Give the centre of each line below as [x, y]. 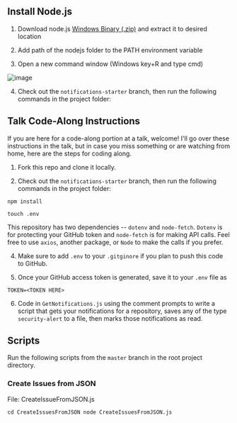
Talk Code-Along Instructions [74, 121]
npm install [25, 202]
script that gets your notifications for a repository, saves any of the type [122, 311]
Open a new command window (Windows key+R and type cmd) [110, 64]
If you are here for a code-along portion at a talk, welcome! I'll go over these [118, 138]
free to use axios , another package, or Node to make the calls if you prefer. [115, 242]
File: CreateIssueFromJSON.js [51, 399]
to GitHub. [33, 263]
